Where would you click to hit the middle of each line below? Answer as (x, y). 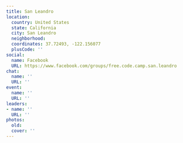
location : (18, 17)
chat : (13, 71)
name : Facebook (30, 60)
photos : (16, 120)
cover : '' (23, 131)
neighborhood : (28, 39)
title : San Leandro (30, 11)
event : (14, 88)
